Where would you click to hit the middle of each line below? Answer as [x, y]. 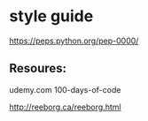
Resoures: [38, 68]
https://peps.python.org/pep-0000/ [74, 41]
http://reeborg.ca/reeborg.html [65, 107]
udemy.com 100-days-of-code [65, 89]
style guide [51, 16]
